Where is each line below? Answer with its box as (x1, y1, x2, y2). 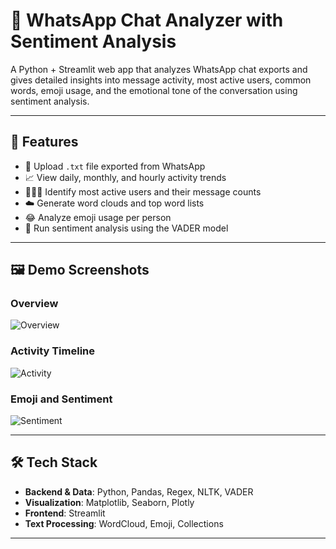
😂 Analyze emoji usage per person (24, 211, 172, 223)
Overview (10, 297, 59, 311)
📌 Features (10, 134, 79, 151)
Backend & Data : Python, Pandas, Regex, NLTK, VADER (24, 485, 254, 498)
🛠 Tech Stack (10, 454, 98, 471)
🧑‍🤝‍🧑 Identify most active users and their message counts (24, 185, 262, 198)
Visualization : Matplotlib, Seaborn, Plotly (24, 496, 195, 508)
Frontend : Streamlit (24, 507, 106, 519)
